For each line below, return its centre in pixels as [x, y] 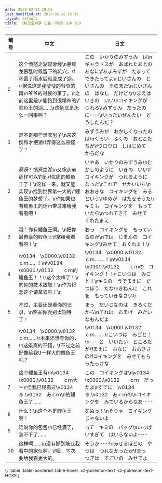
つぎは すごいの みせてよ [116, 458]
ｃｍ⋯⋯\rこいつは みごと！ [118, 335]
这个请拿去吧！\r [42, 292]
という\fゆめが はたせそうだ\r [120, 199]
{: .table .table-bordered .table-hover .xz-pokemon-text [60, 470]
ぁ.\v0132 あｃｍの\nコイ [115, 395]
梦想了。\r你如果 [52, 199]
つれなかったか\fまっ [122, 451]
